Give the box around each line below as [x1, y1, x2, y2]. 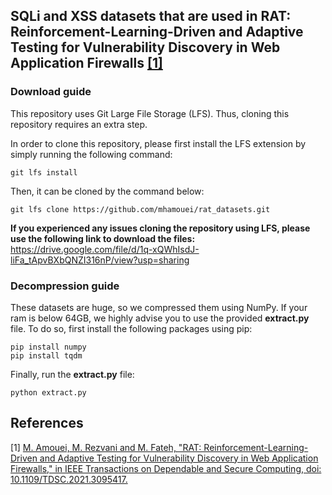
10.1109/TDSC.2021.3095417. [10, 473, 128, 485]
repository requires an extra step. [10, 118, 148, 130]
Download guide [10, 85, 92, 99]
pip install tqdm [10, 350, 83, 361]
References [10, 415, 84, 432]
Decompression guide [10, 279, 120, 293]
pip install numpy [10, 342, 87, 352]
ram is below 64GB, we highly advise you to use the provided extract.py [10, 312, 310, 324]
